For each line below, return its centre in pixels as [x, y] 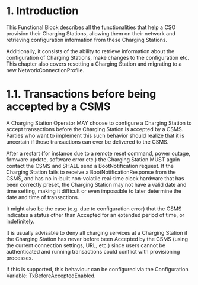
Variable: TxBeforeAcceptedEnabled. [51, 276]
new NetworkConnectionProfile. [45, 70]
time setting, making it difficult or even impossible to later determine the [94, 191]
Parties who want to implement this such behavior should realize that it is [95, 135]
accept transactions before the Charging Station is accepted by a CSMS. [95, 129]
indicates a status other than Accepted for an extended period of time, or [95, 215]
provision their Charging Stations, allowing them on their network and [91, 33]
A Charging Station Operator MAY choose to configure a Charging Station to [99, 123]
